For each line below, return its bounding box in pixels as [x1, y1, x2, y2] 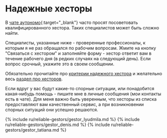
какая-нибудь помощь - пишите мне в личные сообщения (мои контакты [5, 91, 162, 97]
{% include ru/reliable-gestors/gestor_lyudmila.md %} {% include [5, 116, 140, 122]
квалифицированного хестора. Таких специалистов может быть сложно [5, 24, 160, 30]
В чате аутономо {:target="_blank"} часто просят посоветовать [5, 19, 138, 25]
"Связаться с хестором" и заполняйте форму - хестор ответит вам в [5, 50, 152, 56]
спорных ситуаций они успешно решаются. [5, 107, 98, 113]
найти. [5, 30, 19, 36]
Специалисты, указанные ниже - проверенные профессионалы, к [5, 39, 146, 45]
